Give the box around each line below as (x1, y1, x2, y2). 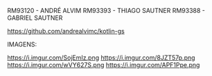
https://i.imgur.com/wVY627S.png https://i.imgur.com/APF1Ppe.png (7, 61, 200, 68)
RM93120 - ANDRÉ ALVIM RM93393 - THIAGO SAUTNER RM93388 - (7, 7, 206, 14)
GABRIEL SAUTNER (7, 14, 63, 22)
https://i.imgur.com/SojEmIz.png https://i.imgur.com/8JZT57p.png (7, 53, 195, 62)
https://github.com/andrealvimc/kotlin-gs (7, 27, 125, 35)
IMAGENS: (7, 40, 37, 48)
